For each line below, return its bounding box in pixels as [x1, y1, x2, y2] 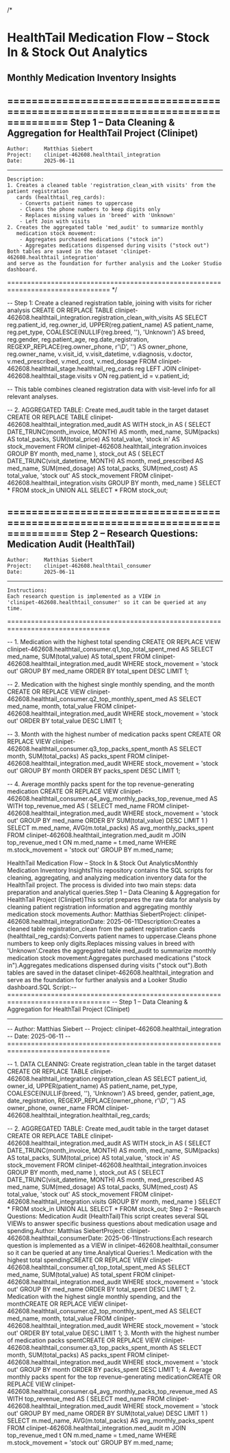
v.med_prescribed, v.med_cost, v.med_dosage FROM [7, 357, 157, 366]
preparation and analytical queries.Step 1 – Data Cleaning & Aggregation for [7, 888, 220, 896]
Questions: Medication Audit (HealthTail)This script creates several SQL [7, 1212, 209, 1221]
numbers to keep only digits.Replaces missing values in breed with [7, 940, 195, 948]
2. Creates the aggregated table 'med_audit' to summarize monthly [7, 224, 204, 231]
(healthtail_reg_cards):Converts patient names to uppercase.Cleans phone [7, 932, 217, 940]
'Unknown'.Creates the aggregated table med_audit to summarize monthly [7, 946, 217, 955]
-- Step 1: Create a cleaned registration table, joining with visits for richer [7, 299, 212, 307]
